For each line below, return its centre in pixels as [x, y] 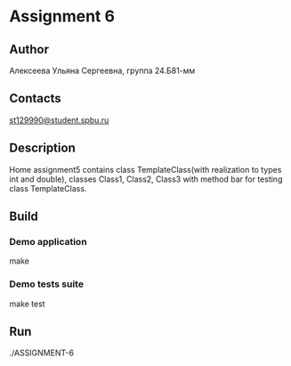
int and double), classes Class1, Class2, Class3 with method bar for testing [146, 179]
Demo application [48, 241]
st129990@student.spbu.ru [59, 120]
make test [28, 304]
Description [42, 148]
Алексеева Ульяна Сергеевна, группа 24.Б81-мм [102, 70]
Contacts [36, 98]
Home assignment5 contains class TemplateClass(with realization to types [145, 169]
